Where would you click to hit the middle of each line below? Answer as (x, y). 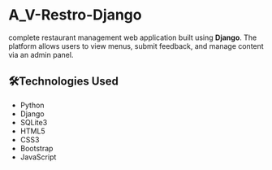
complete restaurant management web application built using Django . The (133, 37)
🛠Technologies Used (64, 82)
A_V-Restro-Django (75, 15)
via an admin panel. (41, 54)
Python (32, 105)
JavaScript (38, 157)
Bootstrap (37, 148)
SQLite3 (34, 122)
